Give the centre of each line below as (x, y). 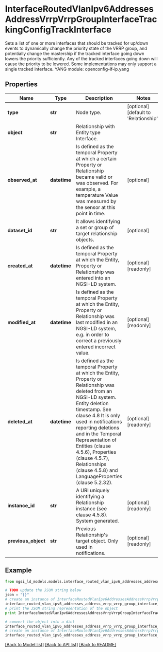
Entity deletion (92, 403)
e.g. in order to (92, 335)
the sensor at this (96, 207)
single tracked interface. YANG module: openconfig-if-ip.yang (67, 69)
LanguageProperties (99, 476)
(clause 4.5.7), (93, 458)
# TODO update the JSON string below (43, 590)
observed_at (22, 180)
